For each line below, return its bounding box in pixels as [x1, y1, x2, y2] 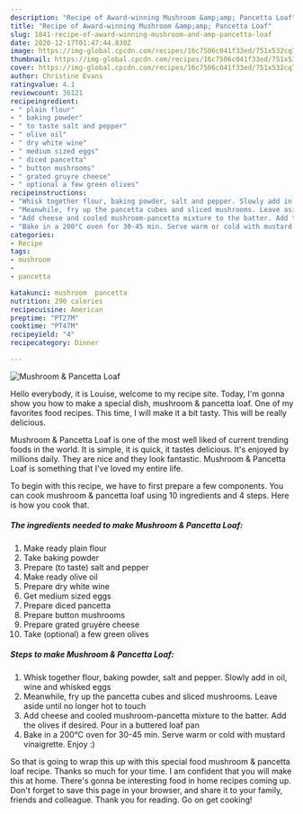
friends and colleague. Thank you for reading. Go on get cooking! [10, 794, 253, 805]
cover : [10, 64, 35, 73]
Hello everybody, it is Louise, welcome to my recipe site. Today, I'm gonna [10, 388, 285, 399]
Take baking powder [22, 552, 100, 562]
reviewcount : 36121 [10, 88, 84, 97]
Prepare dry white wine [22, 580, 111, 591]
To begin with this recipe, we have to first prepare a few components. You [10, 480, 284, 491]
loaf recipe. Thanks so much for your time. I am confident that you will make [10, 765, 292, 776]
